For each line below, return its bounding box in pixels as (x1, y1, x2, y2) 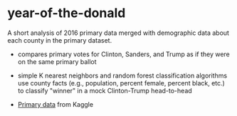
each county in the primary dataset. (7, 36, 112, 44)
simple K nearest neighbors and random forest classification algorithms (17, 71, 228, 80)
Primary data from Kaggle (17, 100, 94, 108)
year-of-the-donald (7, 5, 126, 21)
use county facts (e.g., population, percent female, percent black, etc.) (17, 78, 226, 87)
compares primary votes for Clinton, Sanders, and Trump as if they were (17, 50, 230, 58)
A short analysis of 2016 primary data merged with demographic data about (7, 28, 230, 37)
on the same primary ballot (17, 57, 98, 65)
